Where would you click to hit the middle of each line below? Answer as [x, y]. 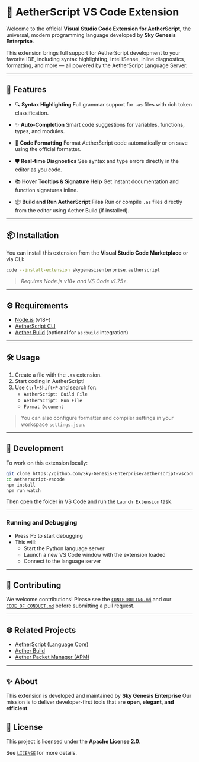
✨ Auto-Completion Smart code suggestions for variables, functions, [99, 124]
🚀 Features [26, 90]
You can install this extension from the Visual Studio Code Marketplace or [97, 253]
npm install [21, 485]
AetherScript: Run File [53, 401]
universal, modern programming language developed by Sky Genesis [91, 35]
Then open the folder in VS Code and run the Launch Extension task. [89, 501]
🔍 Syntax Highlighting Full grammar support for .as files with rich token [103, 104]
